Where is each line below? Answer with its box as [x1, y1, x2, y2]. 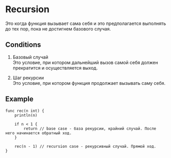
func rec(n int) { [5, 108, 44, 113]
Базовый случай [12, 54, 48, 60]
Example [5, 95, 34, 104]
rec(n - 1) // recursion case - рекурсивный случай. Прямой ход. [14, 144, 157, 149]
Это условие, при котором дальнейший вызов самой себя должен [12, 59, 158, 66]
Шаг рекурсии [12, 75, 44, 81]
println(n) [14, 113, 38, 118]
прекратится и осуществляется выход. [12, 65, 98, 71]
